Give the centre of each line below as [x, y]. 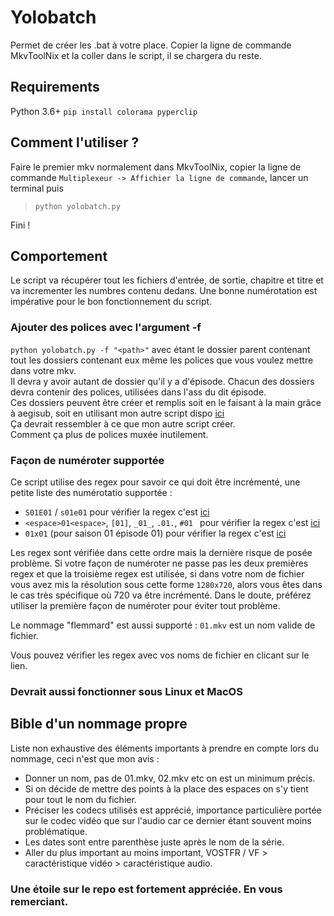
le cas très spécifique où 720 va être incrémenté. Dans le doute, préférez [161, 595]
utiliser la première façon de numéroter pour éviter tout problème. [145, 605]
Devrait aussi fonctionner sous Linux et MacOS [126, 691]
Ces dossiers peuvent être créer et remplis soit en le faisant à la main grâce [166, 402]
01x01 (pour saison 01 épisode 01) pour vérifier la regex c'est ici [155, 533]
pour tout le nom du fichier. [80, 799]
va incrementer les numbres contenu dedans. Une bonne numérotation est [164, 291]
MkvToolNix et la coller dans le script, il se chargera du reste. [136, 55]
